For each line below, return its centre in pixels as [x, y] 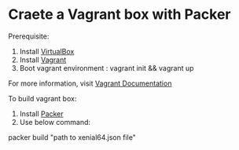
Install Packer [42, 113]
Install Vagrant [43, 60]
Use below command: [55, 122]
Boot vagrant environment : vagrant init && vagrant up [107, 68]
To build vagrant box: [42, 98]
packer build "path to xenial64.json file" [72, 137]
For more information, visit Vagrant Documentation [90, 83]
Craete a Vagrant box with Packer [119, 15]
